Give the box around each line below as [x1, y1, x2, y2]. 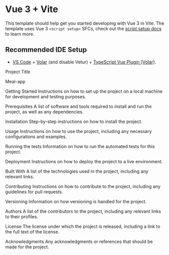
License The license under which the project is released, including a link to [5, 223, 160, 229]
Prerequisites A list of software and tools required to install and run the [5, 103, 152, 109]
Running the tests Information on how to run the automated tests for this [5, 143, 155, 149]
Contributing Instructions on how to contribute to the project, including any [5, 183, 160, 189]
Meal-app [5, 78, 26, 84]
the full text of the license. [5, 228, 60, 235]
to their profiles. [5, 213, 38, 220]
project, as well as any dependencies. [5, 108, 84, 114]
